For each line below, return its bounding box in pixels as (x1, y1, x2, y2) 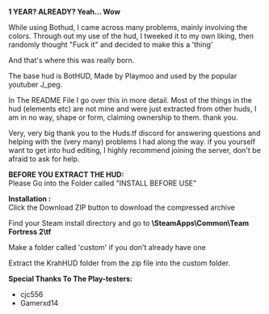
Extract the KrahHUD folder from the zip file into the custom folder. (8, 258, 230, 268)
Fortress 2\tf (8, 227, 52, 236)
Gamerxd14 (19, 299, 59, 308)
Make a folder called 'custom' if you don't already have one (8, 243, 206, 252)
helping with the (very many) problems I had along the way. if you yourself (8, 137, 256, 146)
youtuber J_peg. (8, 80, 63, 89)
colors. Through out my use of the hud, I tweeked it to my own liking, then (8, 32, 254, 40)
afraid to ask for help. (8, 154, 80, 163)
